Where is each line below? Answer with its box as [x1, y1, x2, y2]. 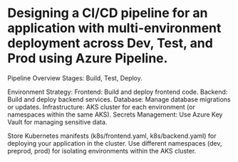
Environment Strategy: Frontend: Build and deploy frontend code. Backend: [7, 87, 228, 96]
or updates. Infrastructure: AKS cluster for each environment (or [7, 102, 196, 111]
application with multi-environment [7, 20, 222, 36]
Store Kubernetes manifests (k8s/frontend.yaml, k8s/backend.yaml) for [7, 131, 217, 140]
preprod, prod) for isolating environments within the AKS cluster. [7, 146, 197, 155]
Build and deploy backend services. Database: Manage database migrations [7, 94, 231, 104]
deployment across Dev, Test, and [7, 36, 214, 51]
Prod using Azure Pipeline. [7, 50, 168, 67]
